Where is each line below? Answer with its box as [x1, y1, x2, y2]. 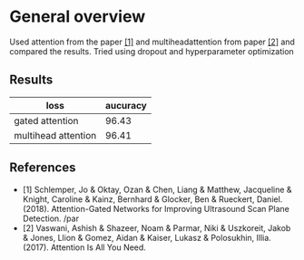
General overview [9, 6, 146, 27]
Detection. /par [22, 213, 80, 224]
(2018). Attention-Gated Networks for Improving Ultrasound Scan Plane [22, 203, 290, 214]
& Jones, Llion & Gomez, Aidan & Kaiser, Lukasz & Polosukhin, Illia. [22, 232, 272, 243]
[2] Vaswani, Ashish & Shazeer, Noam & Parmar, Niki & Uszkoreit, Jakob [22, 222, 291, 233]
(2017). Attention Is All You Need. [22, 242, 147, 253]
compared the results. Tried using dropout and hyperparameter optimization [9, 45, 295, 56]
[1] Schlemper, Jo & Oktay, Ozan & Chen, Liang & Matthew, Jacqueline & [22, 184, 292, 195]
